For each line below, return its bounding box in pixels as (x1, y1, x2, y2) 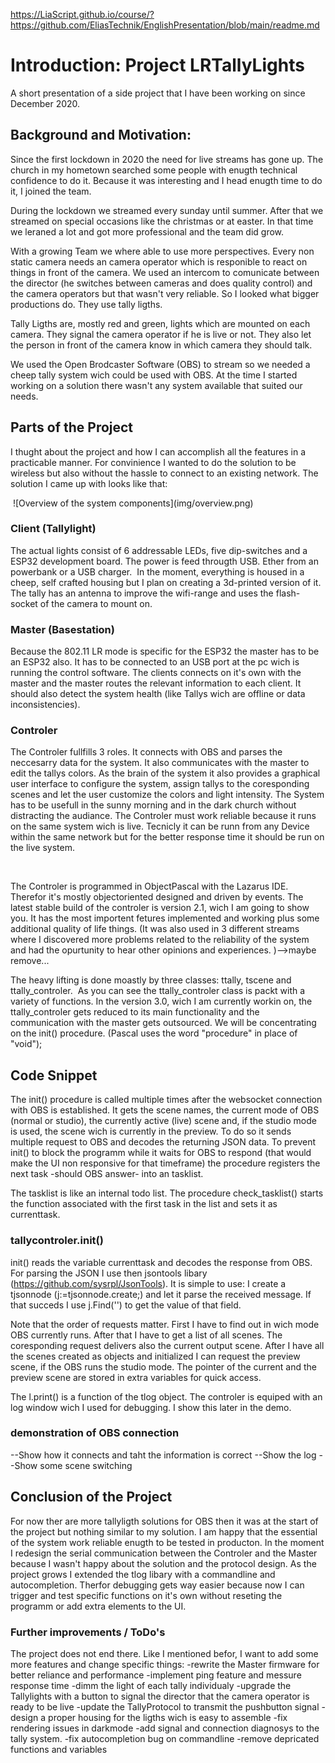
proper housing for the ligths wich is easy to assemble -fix (48, 1711, 288, 1723)
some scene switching (39, 1459, 133, 1471)
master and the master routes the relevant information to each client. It (10, 677, 302, 689)
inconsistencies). (10, 699, 81, 711)
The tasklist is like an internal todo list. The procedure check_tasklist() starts (10, 1187, 324, 1199)
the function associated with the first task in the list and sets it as (10, 1198, 278, 1210)
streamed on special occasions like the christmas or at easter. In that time (10, 215, 314, 227)
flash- (275, 587, 301, 599)
